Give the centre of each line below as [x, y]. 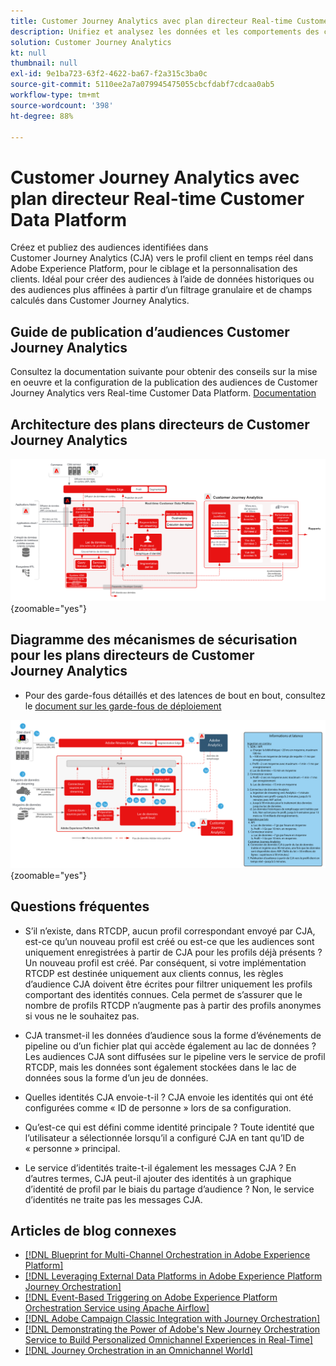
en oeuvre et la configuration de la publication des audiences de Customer [164, 382]
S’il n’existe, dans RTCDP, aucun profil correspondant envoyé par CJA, [170, 931]
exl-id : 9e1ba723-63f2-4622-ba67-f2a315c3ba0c [109, 74]
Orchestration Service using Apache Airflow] [117, 1308]
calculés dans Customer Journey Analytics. [100, 301]
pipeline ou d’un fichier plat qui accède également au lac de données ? [170, 1046]
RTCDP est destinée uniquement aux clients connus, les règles [154, 973]
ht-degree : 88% [42, 116]
